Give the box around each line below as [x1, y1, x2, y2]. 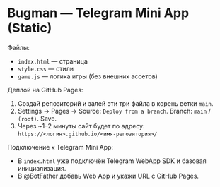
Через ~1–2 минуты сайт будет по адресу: [17, 121, 145, 130]
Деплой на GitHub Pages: [7, 85, 83, 94]
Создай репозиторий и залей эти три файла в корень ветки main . [17, 99, 214, 107]
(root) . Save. [17, 114, 57, 123]
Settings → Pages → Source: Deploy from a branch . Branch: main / [17, 107, 211, 115]
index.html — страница [17, 56, 88, 65]
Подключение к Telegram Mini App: [7, 143, 114, 151]
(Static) [7, 20, 52, 36]
